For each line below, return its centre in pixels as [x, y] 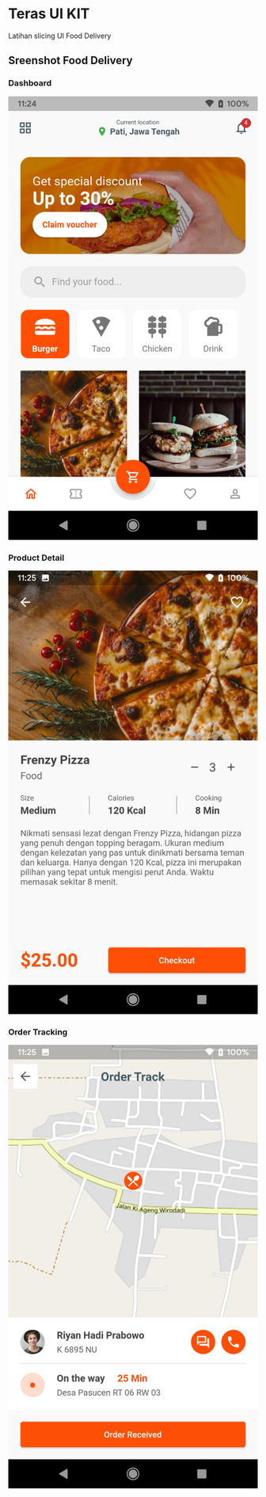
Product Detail [36, 558]
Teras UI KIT [49, 14]
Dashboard [30, 83]
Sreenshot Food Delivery [70, 61]
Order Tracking [38, 1032]
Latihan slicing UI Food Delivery [60, 36]
